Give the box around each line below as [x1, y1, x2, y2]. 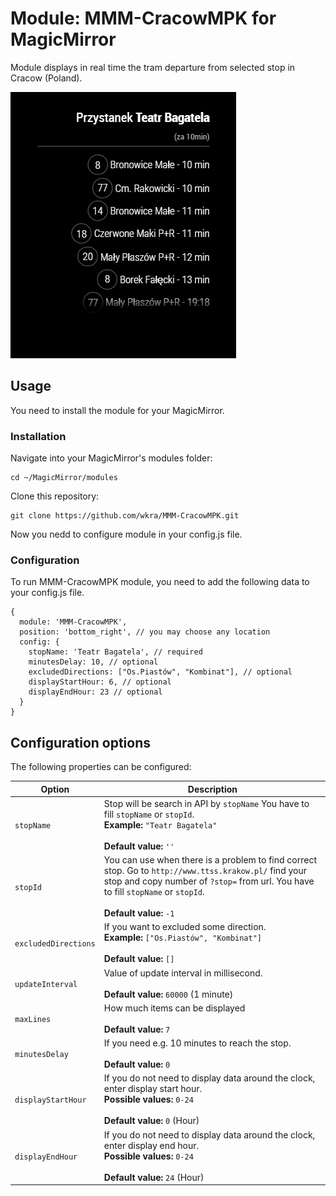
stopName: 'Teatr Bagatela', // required [28, 647, 203, 657]
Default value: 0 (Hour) [103, 1115, 200, 1127]
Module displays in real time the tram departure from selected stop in [10, 61, 296, 73]
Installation [10, 429, 67, 443]
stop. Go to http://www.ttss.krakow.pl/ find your [103, 865, 308, 877]
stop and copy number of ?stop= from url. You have [103, 875, 315, 887]
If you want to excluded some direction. [103, 921, 267, 933]
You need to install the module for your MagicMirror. [10, 404, 225, 416]
